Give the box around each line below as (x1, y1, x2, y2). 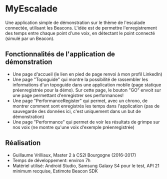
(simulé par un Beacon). (5, 35, 55, 41)
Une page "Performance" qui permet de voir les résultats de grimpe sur (12, 118, 160, 125)
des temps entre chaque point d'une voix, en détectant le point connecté (5, 30, 155, 36)
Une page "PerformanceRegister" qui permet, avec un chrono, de (12, 97, 148, 103)
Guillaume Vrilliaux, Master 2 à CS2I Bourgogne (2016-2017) (12, 152, 136, 158)
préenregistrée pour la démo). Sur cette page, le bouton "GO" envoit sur (12, 87, 161, 93)
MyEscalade (5, 3, 58, 14)
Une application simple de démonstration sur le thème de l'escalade (5, 19, 145, 25)
